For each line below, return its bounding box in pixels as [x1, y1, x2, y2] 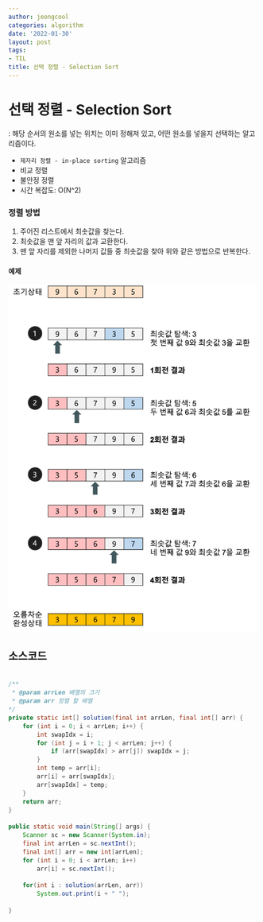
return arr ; [22, 797, 62, 806]
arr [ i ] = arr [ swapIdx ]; [37, 773, 115, 781]
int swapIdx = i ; [37, 730, 94, 738]
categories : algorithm [8, 21, 83, 29]
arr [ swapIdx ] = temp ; [37, 781, 109, 788]
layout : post [8, 38, 52, 46]
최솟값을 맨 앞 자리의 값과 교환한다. [19, 237, 129, 246]
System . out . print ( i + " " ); [37, 890, 130, 898]
